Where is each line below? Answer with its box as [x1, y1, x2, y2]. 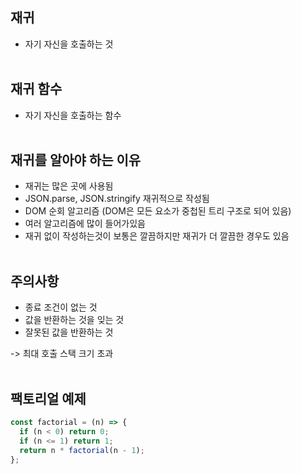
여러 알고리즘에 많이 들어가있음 [24, 218, 146, 230]
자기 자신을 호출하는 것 [24, 38, 114, 50]
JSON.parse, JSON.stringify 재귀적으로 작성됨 [24, 193, 210, 205]
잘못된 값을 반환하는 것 [24, 326, 114, 338]
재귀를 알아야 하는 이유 [10, 152, 142, 169]
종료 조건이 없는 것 [24, 301, 98, 313]
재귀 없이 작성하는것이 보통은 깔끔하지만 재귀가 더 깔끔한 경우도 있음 [24, 230, 290, 242]
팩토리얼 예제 [10, 390, 87, 407]
